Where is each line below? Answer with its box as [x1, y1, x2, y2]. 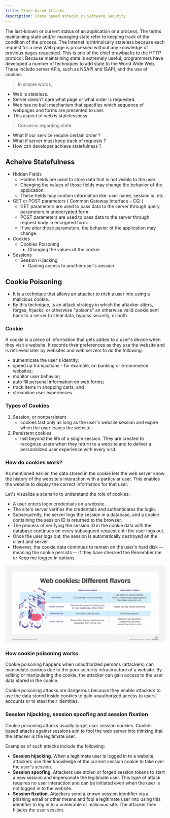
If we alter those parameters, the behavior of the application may [20, 225, 156, 231]
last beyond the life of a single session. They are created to [20, 435, 144, 441]
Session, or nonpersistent [12, 414, 66, 420]
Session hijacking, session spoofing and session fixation [5, 711, 148, 718]
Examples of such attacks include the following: [5, 743, 105, 749]
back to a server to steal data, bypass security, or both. [12, 313, 128, 319]
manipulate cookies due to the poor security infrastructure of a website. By [5, 667, 162, 673]
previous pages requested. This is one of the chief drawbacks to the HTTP [5, 50, 161, 56]
